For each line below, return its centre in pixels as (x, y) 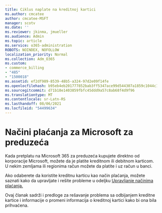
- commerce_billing (25, 68)
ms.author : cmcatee (25, 14)
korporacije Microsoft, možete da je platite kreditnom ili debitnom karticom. (80, 161)
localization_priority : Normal (36, 54)
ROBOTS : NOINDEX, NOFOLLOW (32, 50)
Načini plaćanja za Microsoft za (69, 132)
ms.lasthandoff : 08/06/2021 (33, 104)
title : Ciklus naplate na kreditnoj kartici (50, 9)
